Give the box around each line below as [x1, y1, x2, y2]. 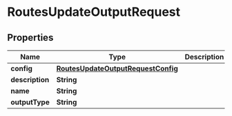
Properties [7, 32, 54, 43]
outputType [10, 97, 50, 107]
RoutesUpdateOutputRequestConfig [56, 64, 178, 73]
